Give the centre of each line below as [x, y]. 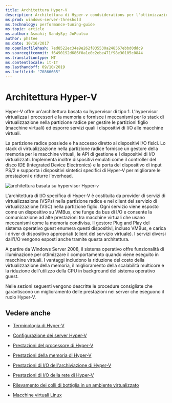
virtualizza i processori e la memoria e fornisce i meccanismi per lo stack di [85, 117]
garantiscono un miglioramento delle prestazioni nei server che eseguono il [85, 291]
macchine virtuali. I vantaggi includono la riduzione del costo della [75, 260]
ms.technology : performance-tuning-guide [50, 24]
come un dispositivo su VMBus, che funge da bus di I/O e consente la [79, 212]
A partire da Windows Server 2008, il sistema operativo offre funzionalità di [85, 249]
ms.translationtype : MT [31, 58]
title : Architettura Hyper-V [36, 10]
